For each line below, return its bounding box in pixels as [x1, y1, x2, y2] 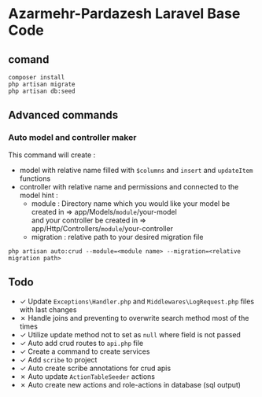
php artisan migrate [8, 80, 76, 88]
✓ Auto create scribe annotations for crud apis [19, 363, 172, 373]
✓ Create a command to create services [19, 347, 150, 356]
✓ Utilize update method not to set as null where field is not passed [19, 329, 242, 339]
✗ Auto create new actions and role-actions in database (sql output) [19, 380, 242, 389]
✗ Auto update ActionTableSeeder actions [19, 371, 156, 381]
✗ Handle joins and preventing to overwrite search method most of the [19, 313, 249, 322]
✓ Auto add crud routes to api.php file [19, 338, 144, 347]
